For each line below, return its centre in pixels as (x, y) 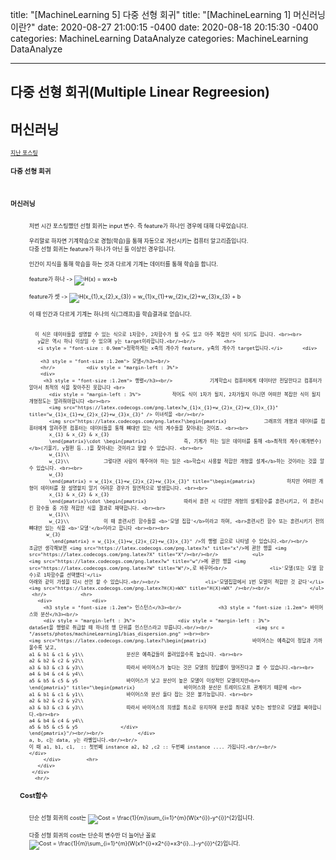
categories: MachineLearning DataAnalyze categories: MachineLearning (159, 38)
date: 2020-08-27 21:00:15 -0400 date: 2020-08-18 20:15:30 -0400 (178, 27)
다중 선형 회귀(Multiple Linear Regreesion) (140, 92)
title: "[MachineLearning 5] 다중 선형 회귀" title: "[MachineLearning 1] (151, 14)
